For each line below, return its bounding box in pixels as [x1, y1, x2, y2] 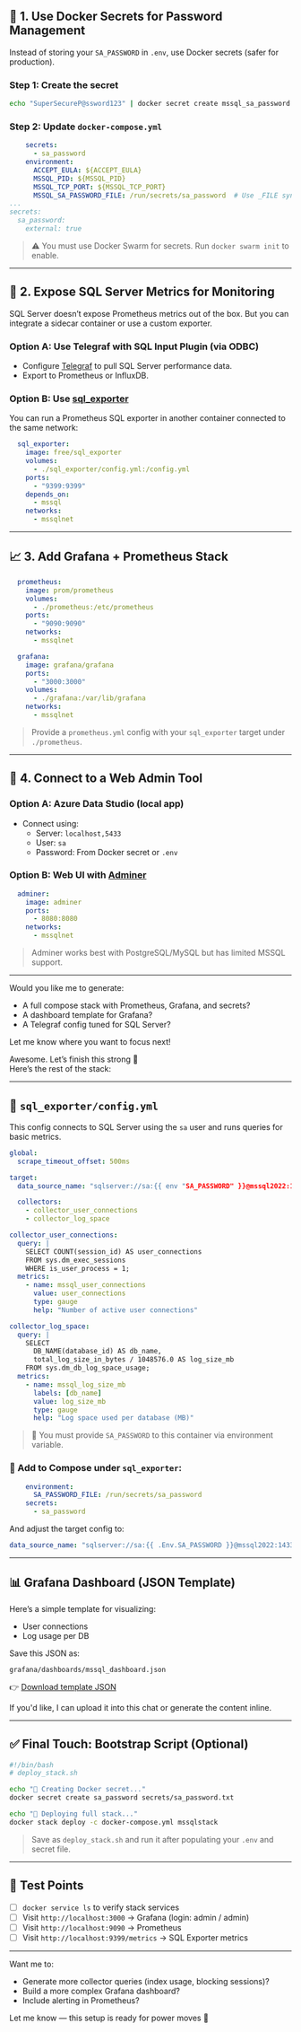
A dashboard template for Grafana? [21, 1010, 153, 1020]
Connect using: [21, 818, 79, 828]
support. [30, 957, 64, 968]
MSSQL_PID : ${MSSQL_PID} [32, 174, 126, 183]
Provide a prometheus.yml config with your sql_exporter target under [30, 726, 285, 737]
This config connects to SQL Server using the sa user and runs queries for [9, 1121, 284, 1132]
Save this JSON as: [9, 1648, 81, 1659]
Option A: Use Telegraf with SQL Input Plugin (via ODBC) [9, 340, 260, 353]
